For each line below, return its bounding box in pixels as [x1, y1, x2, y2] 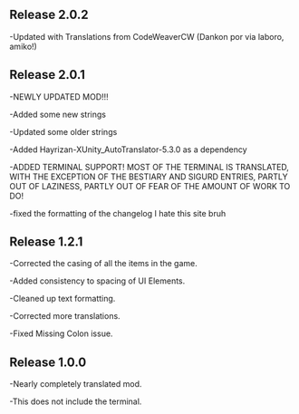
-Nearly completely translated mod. [9, 379, 142, 390]
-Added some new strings [9, 109, 107, 120]
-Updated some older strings [9, 126, 118, 137]
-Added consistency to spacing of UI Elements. [9, 275, 186, 286]
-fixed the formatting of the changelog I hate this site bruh [9, 207, 227, 218]
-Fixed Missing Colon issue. [9, 328, 113, 339]
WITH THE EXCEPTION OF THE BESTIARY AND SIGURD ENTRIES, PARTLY [9, 171, 288, 182]
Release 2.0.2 [9, 7, 89, 23]
